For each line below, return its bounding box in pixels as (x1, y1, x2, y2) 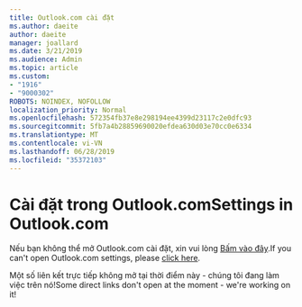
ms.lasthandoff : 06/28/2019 (9, 147, 115, 156)
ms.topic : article (9, 64, 78, 73)
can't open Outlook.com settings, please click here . (9, 253, 201, 264)
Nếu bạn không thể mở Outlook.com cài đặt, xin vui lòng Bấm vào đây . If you (9, 243, 291, 254)
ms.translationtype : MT (9, 131, 99, 140)
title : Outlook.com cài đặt (9, 13, 115, 23)
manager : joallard (9, 38, 78, 48)
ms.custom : (9, 72, 50, 81)
